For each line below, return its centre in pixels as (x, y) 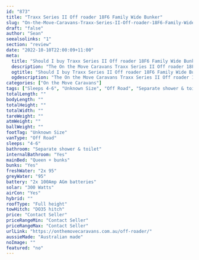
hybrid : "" (20, 199)
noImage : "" (21, 242)
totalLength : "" (26, 94)
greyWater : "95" (26, 177)
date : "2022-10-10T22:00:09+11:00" (50, 50)
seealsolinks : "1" (29, 39)
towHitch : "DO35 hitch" (36, 209)
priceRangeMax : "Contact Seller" (47, 226)
